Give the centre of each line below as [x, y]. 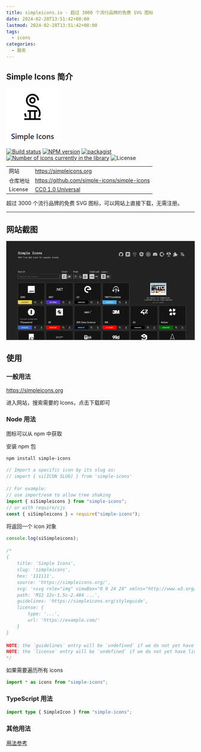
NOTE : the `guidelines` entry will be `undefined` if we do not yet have [100, 646]
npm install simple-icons [38, 458]
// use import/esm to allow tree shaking [59, 495]
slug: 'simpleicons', [44, 570]
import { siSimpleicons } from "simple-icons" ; [67, 502]
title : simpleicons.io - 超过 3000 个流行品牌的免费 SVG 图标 [80, 13]
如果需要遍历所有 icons [35, 670]
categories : [21, 44]
